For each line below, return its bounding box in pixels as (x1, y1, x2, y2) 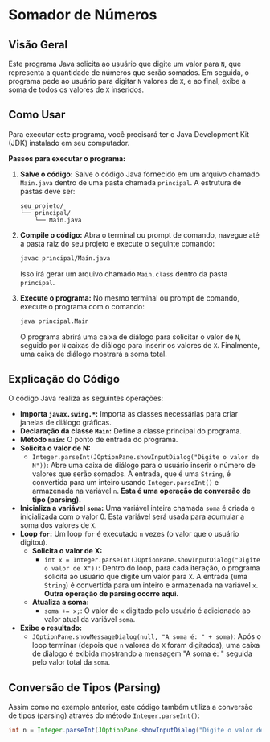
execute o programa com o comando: (19, 301, 145, 311)
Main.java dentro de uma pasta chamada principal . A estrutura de (19, 177, 242, 187)
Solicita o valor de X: (31, 546, 103, 556)
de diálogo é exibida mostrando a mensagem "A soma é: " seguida (31, 649, 253, 658)
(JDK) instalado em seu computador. (8, 138, 130, 147)
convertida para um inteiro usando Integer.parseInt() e (31, 478, 219, 487)
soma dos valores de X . (19, 520, 97, 530)
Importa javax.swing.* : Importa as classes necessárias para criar (19, 409, 239, 419)
